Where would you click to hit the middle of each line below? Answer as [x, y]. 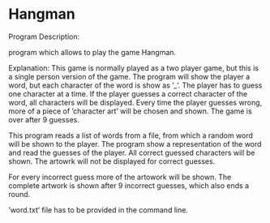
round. [19, 194]
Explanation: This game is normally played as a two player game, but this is [134, 68]
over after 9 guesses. [44, 119]
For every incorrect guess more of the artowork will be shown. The [120, 177]
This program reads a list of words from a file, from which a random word [131, 135]
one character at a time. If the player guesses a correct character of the [128, 93]
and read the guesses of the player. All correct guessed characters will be [132, 152]
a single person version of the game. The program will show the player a [129, 76]
